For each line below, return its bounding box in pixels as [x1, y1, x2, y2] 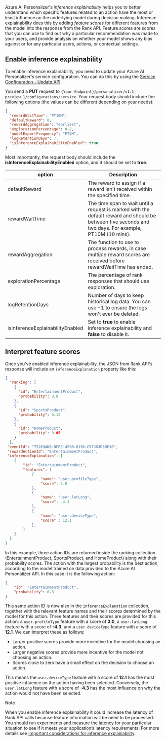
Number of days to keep [88, 291, 144, 298]
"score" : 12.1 [40, 518, 72, 523]
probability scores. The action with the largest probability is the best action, [5, 560, 159, 566]
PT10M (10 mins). [88, 231, 131, 238]
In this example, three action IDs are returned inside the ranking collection [5, 549, 156, 555]
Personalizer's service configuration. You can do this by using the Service [5, 74, 156, 80]
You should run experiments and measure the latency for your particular [5, 720, 152, 726]
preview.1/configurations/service [5, 94, 77, 99]
